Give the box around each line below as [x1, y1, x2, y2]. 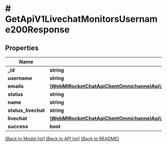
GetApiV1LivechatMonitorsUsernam [5, 13, 158, 25]
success [7, 123, 28, 130]
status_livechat [7, 107, 45, 114]
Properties [5, 44, 39, 52]
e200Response [5, 24, 70, 35]
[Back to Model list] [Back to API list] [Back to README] [5, 136, 119, 142]
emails [7, 83, 24, 90]
